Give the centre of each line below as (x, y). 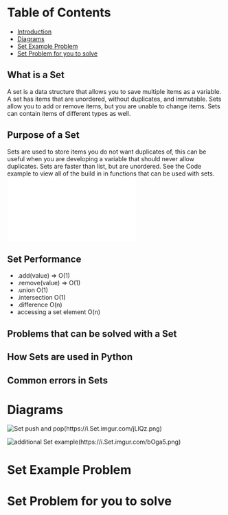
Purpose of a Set (44, 135)
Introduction (34, 32)
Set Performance (44, 259)
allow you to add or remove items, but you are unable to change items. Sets (114, 106)
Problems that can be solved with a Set (92, 334)
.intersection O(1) (42, 298)
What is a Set (36, 75)
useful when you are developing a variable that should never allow (101, 158)
